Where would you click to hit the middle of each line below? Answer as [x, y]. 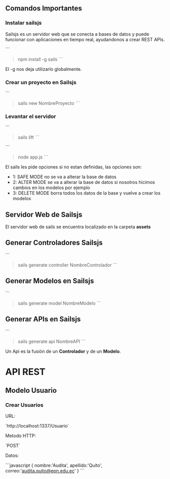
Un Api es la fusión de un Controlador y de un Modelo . [63, 351]
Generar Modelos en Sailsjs [50, 281]
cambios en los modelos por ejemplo [51, 188]
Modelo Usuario [31, 391]
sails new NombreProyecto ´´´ [49, 103]
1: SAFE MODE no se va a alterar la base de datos [65, 177]
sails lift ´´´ [29, 138]
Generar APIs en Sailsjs [43, 319]
